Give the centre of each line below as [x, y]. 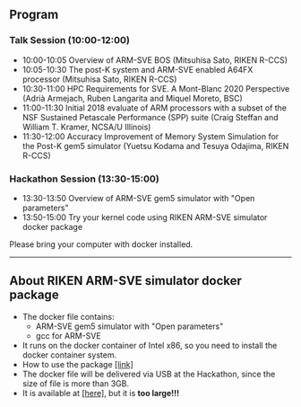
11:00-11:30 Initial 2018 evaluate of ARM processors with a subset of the [155, 108]
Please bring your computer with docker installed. [101, 244]
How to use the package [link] [77, 364]
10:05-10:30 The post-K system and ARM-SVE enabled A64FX [138, 69]
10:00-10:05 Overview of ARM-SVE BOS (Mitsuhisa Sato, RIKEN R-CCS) [155, 60]
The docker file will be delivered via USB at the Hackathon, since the [149, 374]
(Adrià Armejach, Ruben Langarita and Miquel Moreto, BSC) [133, 98]
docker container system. [69, 355]
